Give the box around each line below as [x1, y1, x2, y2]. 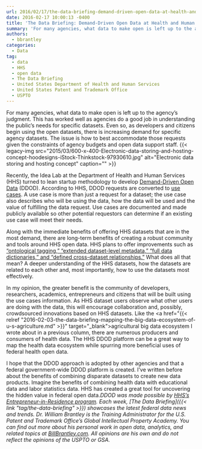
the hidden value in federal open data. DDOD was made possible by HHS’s [6, 391, 189, 399]
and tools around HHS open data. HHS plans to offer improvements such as [6, 241, 194, 248]
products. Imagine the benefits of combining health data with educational [6, 379, 188, 386]
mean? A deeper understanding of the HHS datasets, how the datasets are [6, 259, 191, 267]
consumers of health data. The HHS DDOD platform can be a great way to [6, 335, 189, 342]
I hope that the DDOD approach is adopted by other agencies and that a [6, 360, 185, 367]
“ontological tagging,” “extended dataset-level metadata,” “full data [6, 247, 173, 254]
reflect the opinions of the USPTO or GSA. [6, 436, 110, 443]
